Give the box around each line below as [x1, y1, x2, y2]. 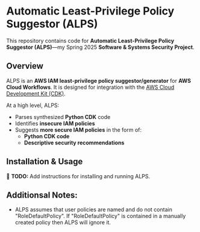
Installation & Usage [6, 156, 83, 167]
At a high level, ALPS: [6, 101, 60, 109]
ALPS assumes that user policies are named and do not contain [14, 206, 173, 213]
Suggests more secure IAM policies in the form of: [14, 126, 142, 134]
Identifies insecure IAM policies [14, 120, 95, 127]
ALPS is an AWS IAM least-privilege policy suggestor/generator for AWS [6, 77, 192, 84]
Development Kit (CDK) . [6, 89, 66, 97]
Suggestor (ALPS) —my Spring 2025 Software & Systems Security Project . [6, 43, 195, 51]
